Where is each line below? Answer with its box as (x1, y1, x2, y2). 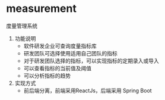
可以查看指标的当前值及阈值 (23, 64, 92, 71)
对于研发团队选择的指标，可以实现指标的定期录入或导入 (23, 57, 159, 64)
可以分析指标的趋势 (23, 72, 71, 79)
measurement (6, 2, 77, 15)
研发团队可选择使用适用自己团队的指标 (23, 49, 118, 57)
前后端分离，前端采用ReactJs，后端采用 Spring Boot (23, 87, 153, 94)
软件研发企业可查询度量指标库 (23, 42, 97, 49)
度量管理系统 (6, 22, 37, 29)
